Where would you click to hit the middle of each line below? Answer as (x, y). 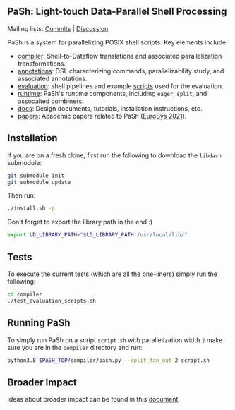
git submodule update (39, 182)
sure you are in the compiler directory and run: (75, 347)
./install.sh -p (31, 209)
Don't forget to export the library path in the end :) (80, 222)
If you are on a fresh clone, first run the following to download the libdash (115, 155)
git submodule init (36, 176)
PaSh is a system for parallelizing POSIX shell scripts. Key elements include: (117, 42)
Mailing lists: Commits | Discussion (58, 28)
